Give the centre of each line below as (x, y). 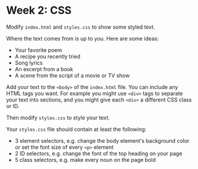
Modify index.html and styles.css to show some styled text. (81, 27)
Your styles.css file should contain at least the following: (76, 129)
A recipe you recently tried (47, 56)
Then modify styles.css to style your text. (58, 118)
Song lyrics (29, 63)
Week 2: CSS (39, 10)
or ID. (13, 106)
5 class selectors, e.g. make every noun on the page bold (85, 159)
